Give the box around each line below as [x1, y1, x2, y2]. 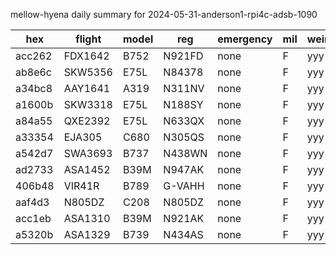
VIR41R [63, 179, 100, 193]
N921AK [163, 212, 205, 225]
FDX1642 [63, 49, 110, 63]
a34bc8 [15, 82, 53, 95]
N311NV [163, 82, 205, 95]
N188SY [163, 98, 204, 111]
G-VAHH [163, 179, 205, 193]
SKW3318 [63, 98, 113, 111]
